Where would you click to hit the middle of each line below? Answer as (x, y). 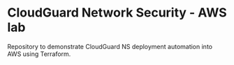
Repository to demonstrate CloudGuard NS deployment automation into (110, 46)
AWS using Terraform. (39, 54)
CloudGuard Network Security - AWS (117, 13)
